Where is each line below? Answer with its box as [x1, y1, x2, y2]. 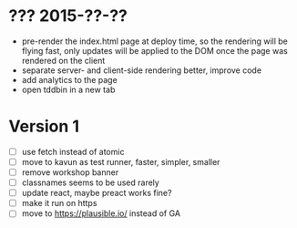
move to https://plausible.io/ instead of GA [21, 208, 181, 219]
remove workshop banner [21, 167, 119, 178]
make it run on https [21, 198, 97, 209]
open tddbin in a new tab [21, 84, 116, 95]
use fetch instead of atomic [21, 146, 125, 157]
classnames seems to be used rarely [21, 177, 160, 188]
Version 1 [8, 116, 79, 137]
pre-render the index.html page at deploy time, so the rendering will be [21, 36, 288, 47]
